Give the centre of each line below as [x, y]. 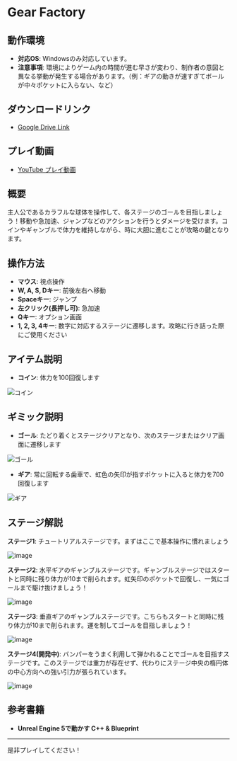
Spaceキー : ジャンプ [47, 299]
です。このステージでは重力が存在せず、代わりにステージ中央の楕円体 [127, 663]
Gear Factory [47, 12]
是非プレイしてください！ [44, 750]
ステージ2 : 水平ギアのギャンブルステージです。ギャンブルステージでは [109, 570]
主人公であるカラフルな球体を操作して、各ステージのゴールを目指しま [109, 212]
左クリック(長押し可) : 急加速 [59, 308]
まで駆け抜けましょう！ [54, 588]
